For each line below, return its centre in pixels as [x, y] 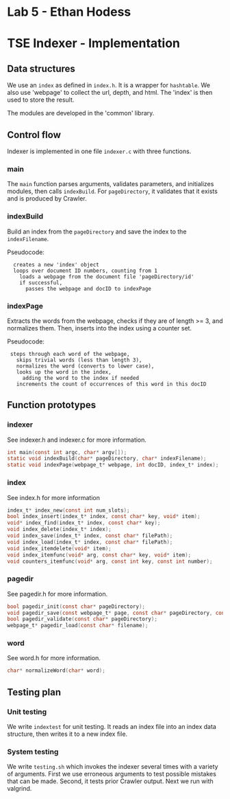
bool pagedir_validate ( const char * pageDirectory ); [82, 619]
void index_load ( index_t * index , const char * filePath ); [90, 542]
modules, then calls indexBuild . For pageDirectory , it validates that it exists [112, 191]
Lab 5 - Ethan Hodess [69, 12]
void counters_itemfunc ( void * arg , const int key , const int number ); [110, 561]
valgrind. [20, 789]
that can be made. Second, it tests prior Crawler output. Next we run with [110, 781]
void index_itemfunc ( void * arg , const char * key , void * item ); [99, 555]
